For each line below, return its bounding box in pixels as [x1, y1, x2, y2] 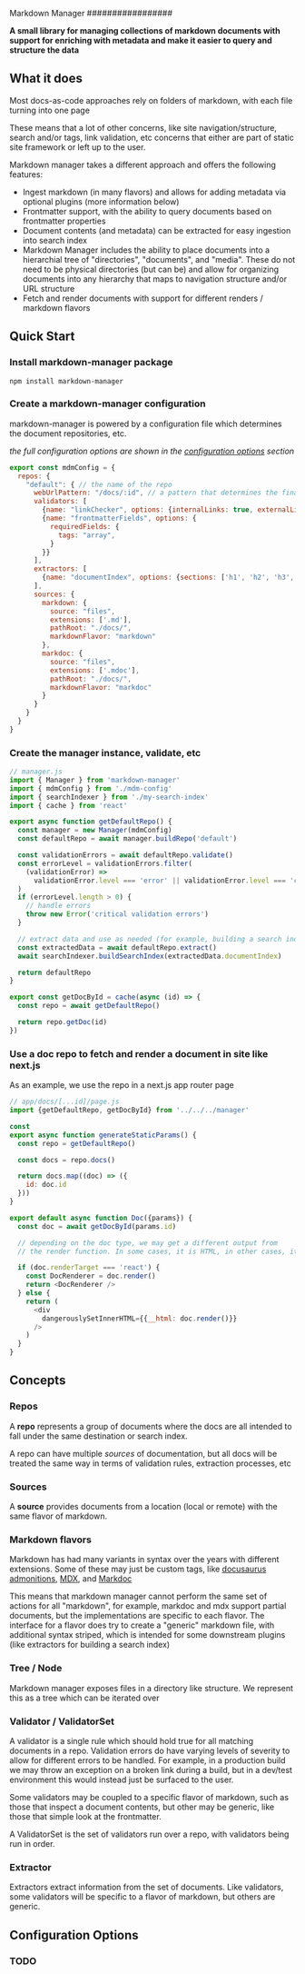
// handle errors [25, 902, 92, 911]
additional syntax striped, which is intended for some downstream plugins [9, 1630, 286, 1640]
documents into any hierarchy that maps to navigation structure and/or [22, 273, 288, 284]
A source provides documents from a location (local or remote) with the [9, 1501, 279, 1511]
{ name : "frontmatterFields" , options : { [42, 513, 197, 523]
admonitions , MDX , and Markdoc [9, 1573, 133, 1584]
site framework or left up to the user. [9, 141, 146, 153]
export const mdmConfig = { [9, 463, 116, 472]
